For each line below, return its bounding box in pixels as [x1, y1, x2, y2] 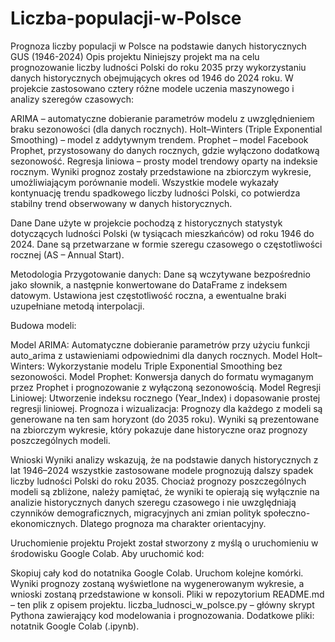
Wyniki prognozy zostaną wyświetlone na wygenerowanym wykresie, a [10, 577, 305, 589]
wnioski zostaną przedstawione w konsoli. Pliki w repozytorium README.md [10, 588, 325, 600]
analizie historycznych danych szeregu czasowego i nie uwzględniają [10, 496, 297, 508]
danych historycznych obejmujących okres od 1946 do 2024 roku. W [10, 72, 294, 84]
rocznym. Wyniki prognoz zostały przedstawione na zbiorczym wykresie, [10, 165, 312, 177]
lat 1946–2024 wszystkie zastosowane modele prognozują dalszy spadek [10, 464, 314, 476]
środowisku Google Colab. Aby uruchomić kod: [10, 547, 205, 559]
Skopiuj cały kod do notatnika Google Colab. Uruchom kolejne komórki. [10, 567, 304, 579]
